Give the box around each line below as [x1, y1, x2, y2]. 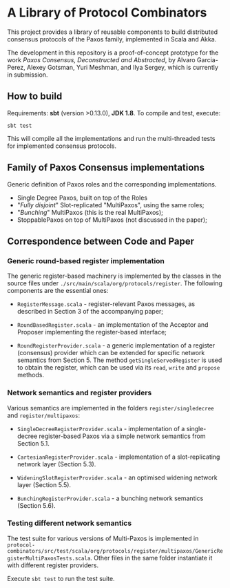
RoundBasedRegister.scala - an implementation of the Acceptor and [17, 321, 209, 329]
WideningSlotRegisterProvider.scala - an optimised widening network [17, 473, 218, 482]
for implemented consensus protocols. [7, 142, 117, 150]
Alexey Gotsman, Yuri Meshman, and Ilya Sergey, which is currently [26, 63, 219, 71]
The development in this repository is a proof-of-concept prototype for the [7, 48, 219, 57]
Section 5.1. [17, 439, 50, 447]
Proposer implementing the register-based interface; [17, 328, 167, 336]
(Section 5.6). [17, 501, 56, 509]
